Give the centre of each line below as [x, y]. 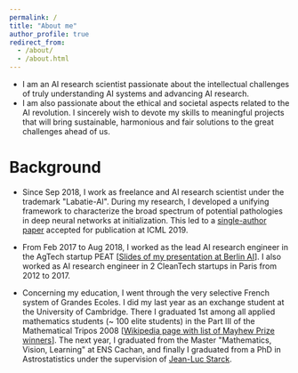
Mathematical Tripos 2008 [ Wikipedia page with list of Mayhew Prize [149, 330]
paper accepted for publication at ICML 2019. [105, 230]
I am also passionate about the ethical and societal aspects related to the [156, 103]
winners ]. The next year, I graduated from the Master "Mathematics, [147, 340]
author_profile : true [49, 34]
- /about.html [43, 59]
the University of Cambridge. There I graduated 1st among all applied [149, 312]
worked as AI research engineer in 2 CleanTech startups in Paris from [149, 266]
